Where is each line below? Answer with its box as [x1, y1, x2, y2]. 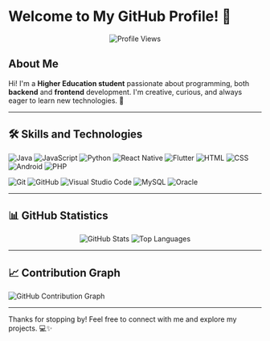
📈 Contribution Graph [8, 265, 121, 280]
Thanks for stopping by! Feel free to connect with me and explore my [8, 314, 237, 324]
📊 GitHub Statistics [8, 208, 108, 222]
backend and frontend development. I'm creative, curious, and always [8, 87, 243, 97]
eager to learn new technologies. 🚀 [8, 96, 125, 105]
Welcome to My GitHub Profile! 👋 [8, 7, 231, 26]
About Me [8, 57, 59, 71]
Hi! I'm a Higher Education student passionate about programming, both [8, 78, 250, 88]
